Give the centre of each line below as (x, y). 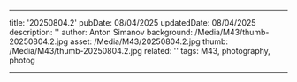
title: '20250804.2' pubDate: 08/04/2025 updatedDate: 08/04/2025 (133, 22)
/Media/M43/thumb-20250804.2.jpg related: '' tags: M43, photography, (140, 51)
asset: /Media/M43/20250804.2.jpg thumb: (149, 41)
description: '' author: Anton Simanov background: (101, 32)
